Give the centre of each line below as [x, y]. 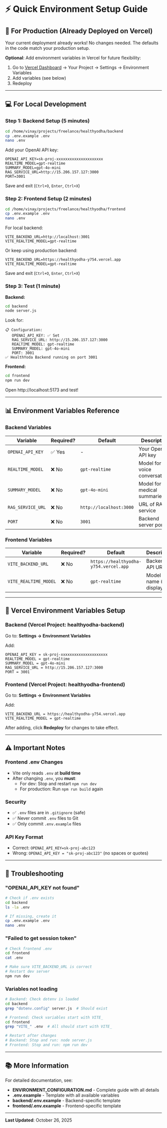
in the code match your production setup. [48, 48]
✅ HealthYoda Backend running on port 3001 [51, 358]
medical [148, 490]
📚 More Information [37, 1066]
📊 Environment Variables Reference [62, 411]
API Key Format [24, 837]
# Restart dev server [28, 972]
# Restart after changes [31, 1036]
